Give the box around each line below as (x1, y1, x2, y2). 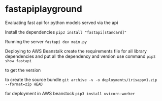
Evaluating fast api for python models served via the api (5, 20, 118, 25)
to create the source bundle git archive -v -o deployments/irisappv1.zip (5, 76, 158, 82)
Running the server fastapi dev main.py (5, 38, 87, 45)
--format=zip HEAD (5, 82, 43, 87)
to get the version (5, 67, 41, 73)
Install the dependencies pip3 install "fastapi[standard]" (5, 29, 127, 35)
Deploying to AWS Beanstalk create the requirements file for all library (5, 48, 147, 54)
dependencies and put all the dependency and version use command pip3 (5, 53, 156, 59)
